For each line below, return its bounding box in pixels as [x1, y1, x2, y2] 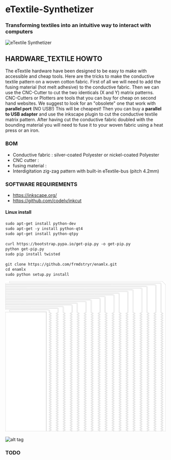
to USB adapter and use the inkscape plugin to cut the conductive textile [5, 111, 158, 118]
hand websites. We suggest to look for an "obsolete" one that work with [5, 100, 156, 106]
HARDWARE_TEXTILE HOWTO [5, 54, 103, 63]
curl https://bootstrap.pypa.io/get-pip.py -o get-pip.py [5, 242, 131, 247]
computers [5, 28, 33, 35]
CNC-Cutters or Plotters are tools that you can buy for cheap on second [5, 95, 156, 101]
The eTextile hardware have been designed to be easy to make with [5, 68, 147, 74]
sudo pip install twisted [5, 252, 60, 257]
